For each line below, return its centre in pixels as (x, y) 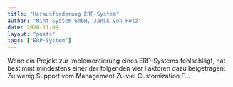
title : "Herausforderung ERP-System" (63, 14)
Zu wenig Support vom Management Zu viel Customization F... (99, 76)
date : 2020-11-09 (33, 27)
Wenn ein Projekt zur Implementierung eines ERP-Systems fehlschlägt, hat (116, 61)
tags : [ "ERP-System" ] (40, 41)
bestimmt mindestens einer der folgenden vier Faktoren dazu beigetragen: (116, 68)
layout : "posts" (31, 34)
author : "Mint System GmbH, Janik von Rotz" (74, 21)
